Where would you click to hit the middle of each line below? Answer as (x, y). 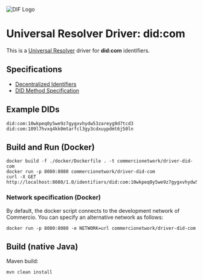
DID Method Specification (47, 90)
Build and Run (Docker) (50, 147)
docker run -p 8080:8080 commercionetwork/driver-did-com (81, 172)
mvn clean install (29, 272)
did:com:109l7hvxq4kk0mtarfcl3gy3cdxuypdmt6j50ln (70, 129)
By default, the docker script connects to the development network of (93, 210)
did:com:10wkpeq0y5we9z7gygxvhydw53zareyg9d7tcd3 (70, 123)
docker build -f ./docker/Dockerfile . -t (60, 161)
